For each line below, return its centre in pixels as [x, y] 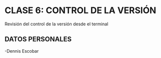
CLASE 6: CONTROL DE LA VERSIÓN [80, 10]
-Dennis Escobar [22, 51]
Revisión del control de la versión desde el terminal [57, 24]
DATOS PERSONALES [38, 39]
